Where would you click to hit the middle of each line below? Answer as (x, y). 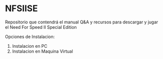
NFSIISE (21, 9)
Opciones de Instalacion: (30, 37)
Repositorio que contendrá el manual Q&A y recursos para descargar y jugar (81, 22)
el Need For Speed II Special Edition (41, 27)
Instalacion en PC (30, 46)
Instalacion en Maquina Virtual (42, 51)
